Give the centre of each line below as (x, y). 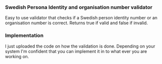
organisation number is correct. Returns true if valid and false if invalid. (77, 23)
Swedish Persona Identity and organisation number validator (79, 7)
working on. (17, 56)
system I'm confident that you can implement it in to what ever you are (76, 51)
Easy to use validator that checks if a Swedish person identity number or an (81, 18)
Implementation (24, 35)
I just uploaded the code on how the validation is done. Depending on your (80, 46)
